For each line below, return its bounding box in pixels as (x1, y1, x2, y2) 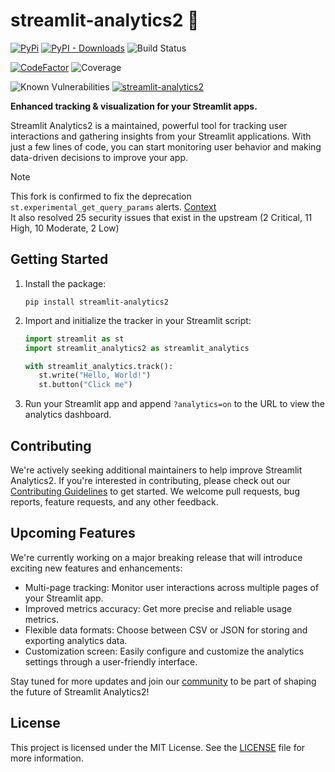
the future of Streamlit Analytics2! (10, 685, 150, 698)
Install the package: (24, 277, 107, 289)
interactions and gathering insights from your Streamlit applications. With (10, 130, 312, 142)
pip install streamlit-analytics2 (24, 297, 169, 307)
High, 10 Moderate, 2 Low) (10, 222, 120, 234)
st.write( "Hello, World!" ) (38, 370, 152, 381)
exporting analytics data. (24, 634, 128, 646)
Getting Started (10, 251, 109, 268)
